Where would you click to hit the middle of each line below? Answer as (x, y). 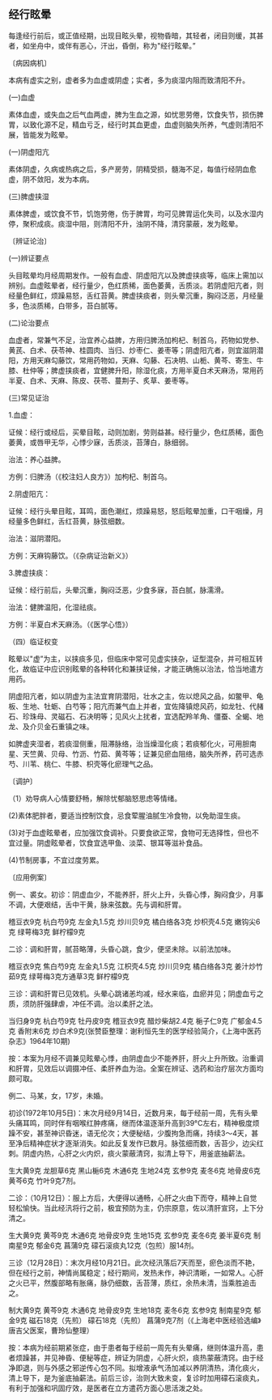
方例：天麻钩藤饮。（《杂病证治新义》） (70, 555)
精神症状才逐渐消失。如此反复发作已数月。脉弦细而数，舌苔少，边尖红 (147, 1143)
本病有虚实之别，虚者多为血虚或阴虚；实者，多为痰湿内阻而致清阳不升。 (129, 80)
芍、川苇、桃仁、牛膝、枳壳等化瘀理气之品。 (83, 764)
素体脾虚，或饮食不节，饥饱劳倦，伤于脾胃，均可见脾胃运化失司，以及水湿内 (136, 214)
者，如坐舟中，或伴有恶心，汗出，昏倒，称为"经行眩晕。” (102, 45)
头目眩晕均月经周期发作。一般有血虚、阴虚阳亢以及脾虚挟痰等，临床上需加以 (136, 275)
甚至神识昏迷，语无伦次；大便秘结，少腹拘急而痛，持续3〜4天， (144, 1133)
